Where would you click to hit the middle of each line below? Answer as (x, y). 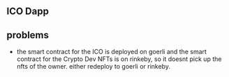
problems (28, 35)
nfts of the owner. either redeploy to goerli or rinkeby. (93, 67)
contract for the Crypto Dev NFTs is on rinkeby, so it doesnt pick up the (119, 59)
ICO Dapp (28, 11)
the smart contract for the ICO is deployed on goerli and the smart (112, 52)
